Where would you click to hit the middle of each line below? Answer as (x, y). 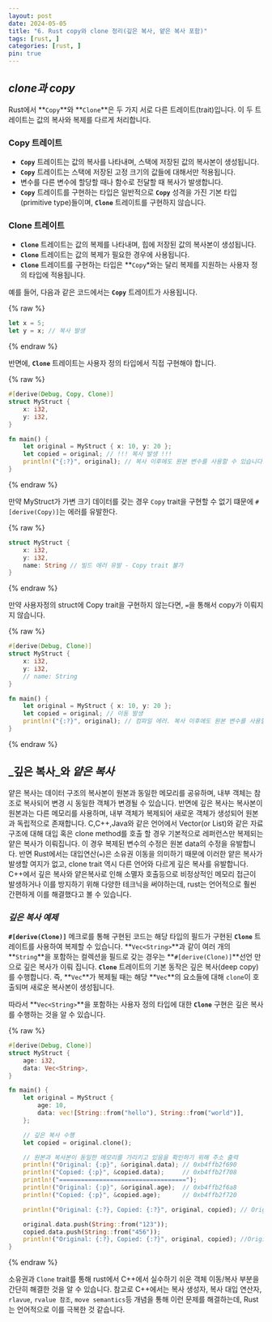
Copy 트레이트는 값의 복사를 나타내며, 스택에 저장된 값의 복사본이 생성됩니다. (140, 162)
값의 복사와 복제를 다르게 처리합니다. (93, 119)
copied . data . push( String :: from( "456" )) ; (92, 1232)
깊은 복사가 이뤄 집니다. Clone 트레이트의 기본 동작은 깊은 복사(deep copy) (141, 967)
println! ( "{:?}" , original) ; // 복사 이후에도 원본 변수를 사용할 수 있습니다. (144, 462)
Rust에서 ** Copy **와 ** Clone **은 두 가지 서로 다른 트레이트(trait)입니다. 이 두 (131, 109)
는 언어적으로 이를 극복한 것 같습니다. (67, 1310)
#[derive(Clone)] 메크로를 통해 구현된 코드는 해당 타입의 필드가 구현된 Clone (131, 937)
